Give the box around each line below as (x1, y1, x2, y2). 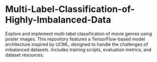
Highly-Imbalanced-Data (5, 14, 112, 25)
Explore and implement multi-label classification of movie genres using (5, 30, 152, 36)
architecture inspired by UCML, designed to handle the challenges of (5, 41, 148, 47)
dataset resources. (5, 51, 44, 58)
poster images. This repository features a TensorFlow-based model (5, 36, 145, 42)
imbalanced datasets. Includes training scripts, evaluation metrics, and (5, 46, 152, 52)
